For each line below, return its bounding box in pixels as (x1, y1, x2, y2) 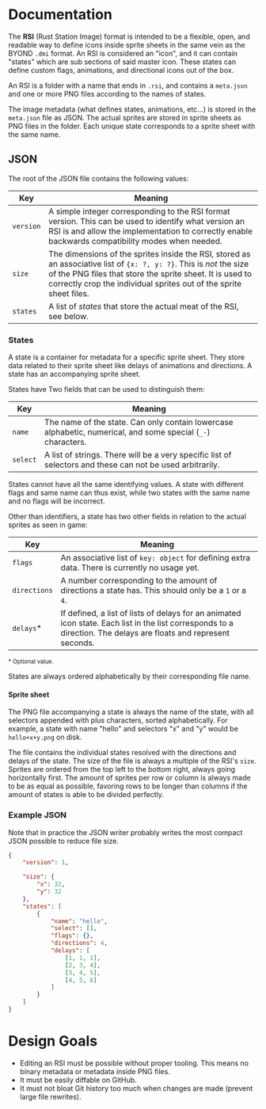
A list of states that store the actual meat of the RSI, (48, 301, 239, 312)
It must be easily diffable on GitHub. (19, 1075, 137, 1084)
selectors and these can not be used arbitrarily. (44, 459, 220, 470)
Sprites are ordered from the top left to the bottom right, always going (8, 765, 236, 774)
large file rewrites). (19, 1092, 82, 1101)
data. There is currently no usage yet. (60, 562, 199, 573)
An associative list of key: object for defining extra (60, 553, 251, 564)
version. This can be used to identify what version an (48, 215, 245, 226)
